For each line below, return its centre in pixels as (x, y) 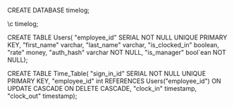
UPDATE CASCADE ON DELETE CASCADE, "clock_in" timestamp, (102, 88)
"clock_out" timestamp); (42, 96)
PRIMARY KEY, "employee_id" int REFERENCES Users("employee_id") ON (114, 81)
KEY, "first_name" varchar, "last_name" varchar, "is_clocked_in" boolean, (113, 45)
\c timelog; (23, 24)
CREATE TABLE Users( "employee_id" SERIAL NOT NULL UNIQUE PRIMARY (117, 37)
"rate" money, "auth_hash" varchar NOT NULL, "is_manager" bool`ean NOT (117, 52)
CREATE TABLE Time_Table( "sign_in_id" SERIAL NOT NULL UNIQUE (107, 74)
